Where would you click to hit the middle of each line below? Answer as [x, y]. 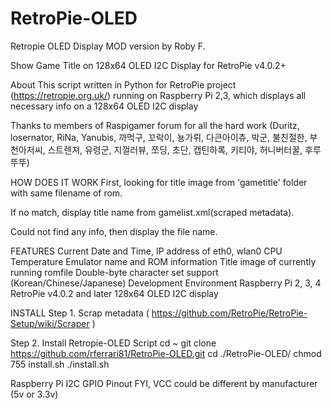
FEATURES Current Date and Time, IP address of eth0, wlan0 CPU [146, 251]
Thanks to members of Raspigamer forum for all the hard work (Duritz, [155, 125]
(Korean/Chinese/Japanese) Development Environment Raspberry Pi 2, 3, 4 [166, 283]
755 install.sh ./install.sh [60, 364]
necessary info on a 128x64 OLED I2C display [104, 106]
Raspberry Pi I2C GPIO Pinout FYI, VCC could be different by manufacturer [164, 383]
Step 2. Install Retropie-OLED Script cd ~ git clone [113, 343]
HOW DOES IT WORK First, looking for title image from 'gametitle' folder [159, 182]
